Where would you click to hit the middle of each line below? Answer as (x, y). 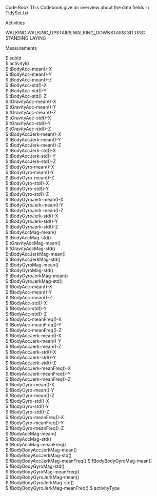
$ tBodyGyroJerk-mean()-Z (34, 210)
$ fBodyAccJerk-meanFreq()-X (38, 368)
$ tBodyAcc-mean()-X (29, 69)
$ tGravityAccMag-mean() (33, 243)
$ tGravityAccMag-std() (30, 249)
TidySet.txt (17, 13)
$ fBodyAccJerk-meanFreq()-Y (38, 374)
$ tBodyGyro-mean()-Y (30, 172)
